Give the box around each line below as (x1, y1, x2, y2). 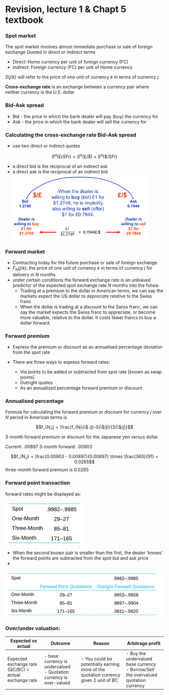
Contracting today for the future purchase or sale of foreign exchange (12, 260, 157, 266)
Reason (93, 640, 110, 647)
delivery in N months (12, 271, 56, 277)
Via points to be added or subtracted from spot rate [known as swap (20, 369, 162, 375)
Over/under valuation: (5, 625, 60, 632)
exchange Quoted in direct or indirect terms (5, 49, 96, 55)
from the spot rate (12, 350, 50, 356)
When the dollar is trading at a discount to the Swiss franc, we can (20, 304, 158, 310)
